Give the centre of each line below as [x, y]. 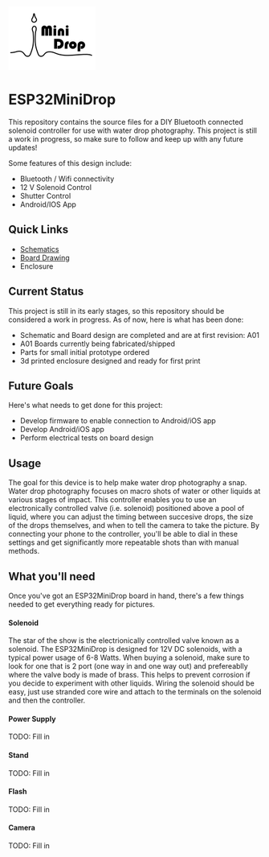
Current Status [46, 292]
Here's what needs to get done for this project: [86, 406]
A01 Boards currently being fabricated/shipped [97, 344]
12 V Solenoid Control [56, 187]
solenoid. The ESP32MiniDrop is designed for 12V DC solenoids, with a [125, 649]
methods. [24, 551]
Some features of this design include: [70, 163]
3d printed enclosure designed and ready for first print [110, 361]
